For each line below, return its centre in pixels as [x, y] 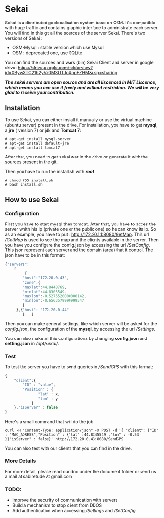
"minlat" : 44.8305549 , [45, 292]
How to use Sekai [32, 200]
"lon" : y [48, 399]
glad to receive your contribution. [40, 92]
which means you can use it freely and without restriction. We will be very [82, 87]
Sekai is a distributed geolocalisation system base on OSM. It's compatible [80, 23]
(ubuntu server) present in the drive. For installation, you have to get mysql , [81, 125]
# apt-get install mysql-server [38, 139]
